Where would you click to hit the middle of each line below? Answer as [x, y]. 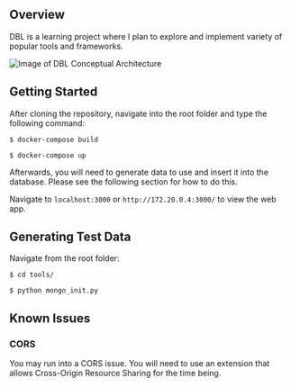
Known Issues [50, 318]
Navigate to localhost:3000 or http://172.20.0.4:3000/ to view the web [143, 199]
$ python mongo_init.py [54, 291]
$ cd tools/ [32, 275]
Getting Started [54, 92]
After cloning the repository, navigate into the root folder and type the [138, 113]
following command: [47, 123]
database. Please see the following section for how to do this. [124, 181]
